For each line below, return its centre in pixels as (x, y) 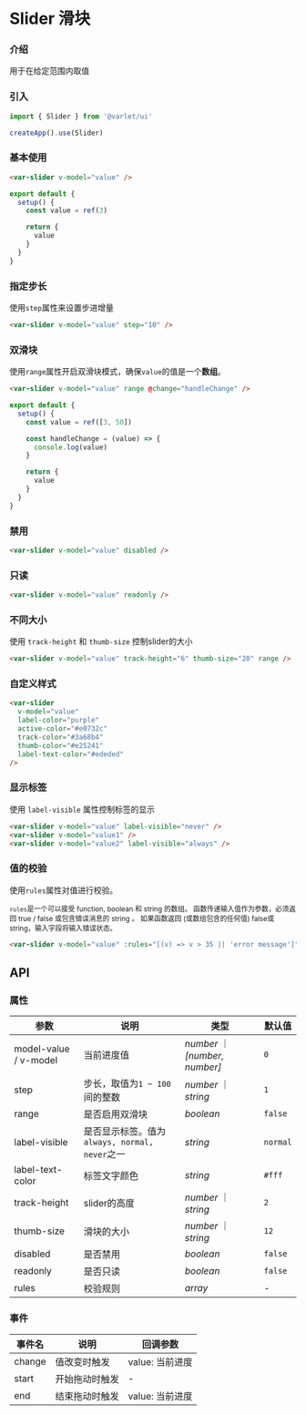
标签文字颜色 (111, 1176)
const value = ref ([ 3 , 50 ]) (79, 422)
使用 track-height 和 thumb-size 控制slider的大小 (101, 641)
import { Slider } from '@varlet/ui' (81, 116)
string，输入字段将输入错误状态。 (63, 928)
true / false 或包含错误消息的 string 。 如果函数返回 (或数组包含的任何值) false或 (146, 918)
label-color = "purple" (59, 721)
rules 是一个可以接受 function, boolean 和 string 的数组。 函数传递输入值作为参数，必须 (149, 909)
